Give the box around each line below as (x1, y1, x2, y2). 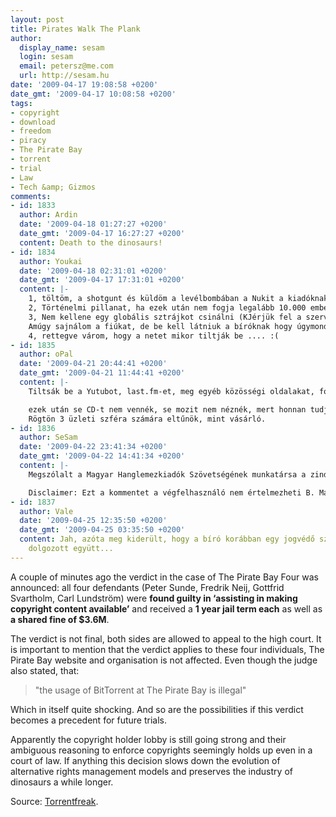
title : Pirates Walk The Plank (10, 24, 141, 34)
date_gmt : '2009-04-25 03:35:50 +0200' (19, 525, 186, 535)
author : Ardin (19, 210, 78, 220)
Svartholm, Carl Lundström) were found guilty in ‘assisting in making (10, 592, 298, 604)
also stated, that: (10, 664, 80, 676)
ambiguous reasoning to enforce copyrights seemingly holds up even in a (10, 744, 313, 756)
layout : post (10, 14, 65, 25)
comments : (10, 191, 52, 201)
